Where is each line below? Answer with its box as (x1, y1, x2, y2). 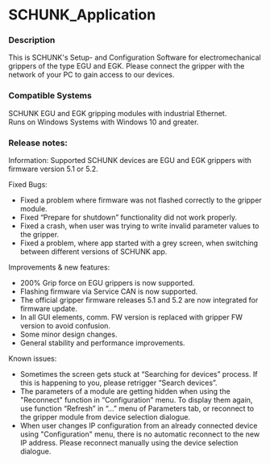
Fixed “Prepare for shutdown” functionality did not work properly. (19, 212, 238, 223)
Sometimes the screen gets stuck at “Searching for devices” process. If (19, 370, 258, 379)
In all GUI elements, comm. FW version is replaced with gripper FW (19, 312, 243, 322)
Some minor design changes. (19, 329, 118, 340)
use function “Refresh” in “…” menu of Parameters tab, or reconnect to (19, 403, 255, 413)
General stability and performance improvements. (19, 338, 185, 348)
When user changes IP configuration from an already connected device (19, 421, 258, 431)
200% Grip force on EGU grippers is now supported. (19, 278, 195, 288)
